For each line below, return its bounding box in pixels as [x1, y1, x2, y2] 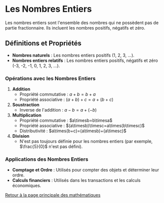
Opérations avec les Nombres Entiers [5, 75, 96, 82]
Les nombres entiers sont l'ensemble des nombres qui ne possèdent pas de [5, 20, 159, 26]
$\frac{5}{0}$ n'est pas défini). [19, 144, 83, 149]
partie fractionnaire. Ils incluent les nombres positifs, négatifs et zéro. [5, 25, 146, 30]
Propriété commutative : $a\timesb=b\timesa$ [19, 117, 113, 123]
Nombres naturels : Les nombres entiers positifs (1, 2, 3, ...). [12, 52, 135, 58]
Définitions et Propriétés [5, 39, 82, 48]
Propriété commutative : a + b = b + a [19, 91, 96, 97]
